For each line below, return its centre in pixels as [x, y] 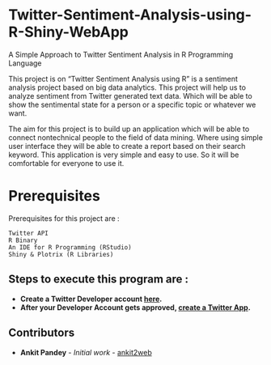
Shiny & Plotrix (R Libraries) [61, 254]
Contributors [42, 333]
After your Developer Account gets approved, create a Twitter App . [135, 307]
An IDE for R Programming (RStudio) [70, 247]
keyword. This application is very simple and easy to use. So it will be [124, 155]
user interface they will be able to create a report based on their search [127, 146]
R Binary [23, 240]
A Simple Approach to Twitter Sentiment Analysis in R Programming [121, 54]
